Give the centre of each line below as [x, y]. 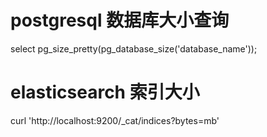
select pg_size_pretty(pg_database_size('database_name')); [134, 48]
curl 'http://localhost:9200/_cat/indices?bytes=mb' [115, 120]
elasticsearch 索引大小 [105, 92]
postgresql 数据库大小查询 [120, 20]
